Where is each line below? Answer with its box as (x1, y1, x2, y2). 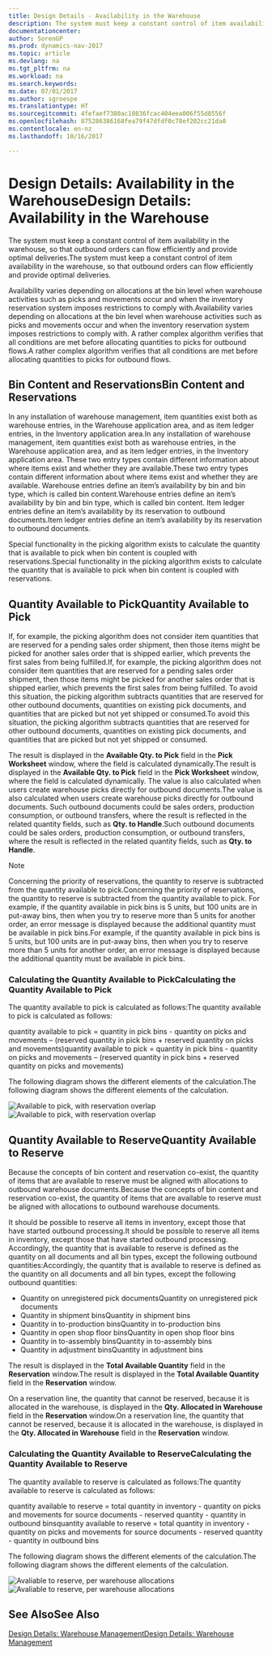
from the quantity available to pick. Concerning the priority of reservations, (8, 885, 256, 895)
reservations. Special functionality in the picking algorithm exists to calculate (8, 556, 262, 567)
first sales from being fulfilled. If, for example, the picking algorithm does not (8, 657, 261, 667)
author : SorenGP (8, 34, 63, 43)
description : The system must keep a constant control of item (8, 19, 227, 28)
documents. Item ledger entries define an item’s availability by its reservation (8, 515, 262, 525)
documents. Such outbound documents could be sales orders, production (8, 802, 255, 812)
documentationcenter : (8, 27, 82, 35)
